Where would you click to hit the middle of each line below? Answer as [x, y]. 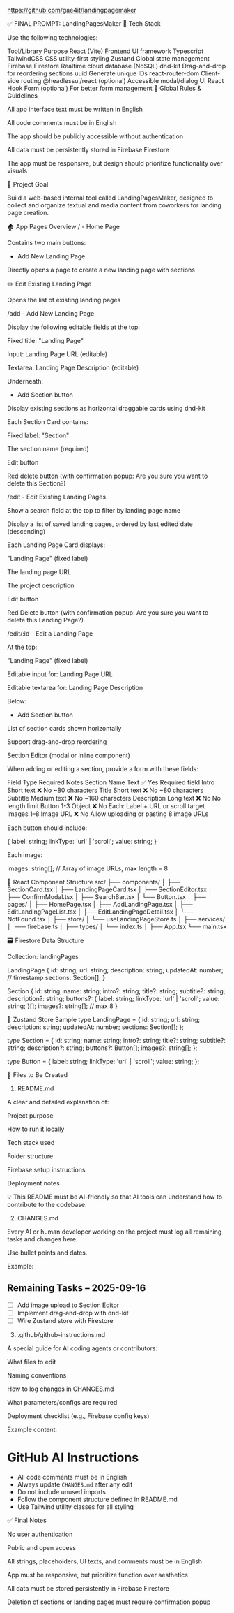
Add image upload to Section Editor [68, 1305]
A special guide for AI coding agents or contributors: [83, 1348]
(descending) [26, 531]
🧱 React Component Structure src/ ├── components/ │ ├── [94, 882]
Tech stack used [31, 1143]
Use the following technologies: [53, 37]
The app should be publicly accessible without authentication [95, 136]
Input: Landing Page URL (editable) [57, 354]
